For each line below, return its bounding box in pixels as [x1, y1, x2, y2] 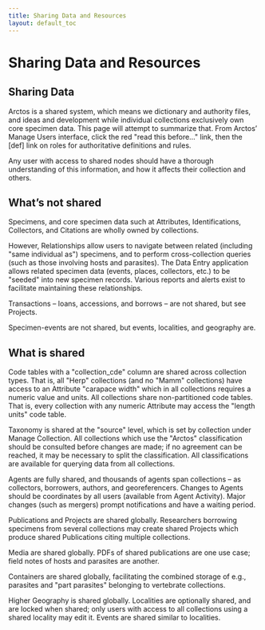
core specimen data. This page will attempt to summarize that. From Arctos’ [8, 123, 258, 133]
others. [8, 172, 32, 182]
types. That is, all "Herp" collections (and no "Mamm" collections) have [8, 376, 243, 386]
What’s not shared [8, 196, 102, 209]
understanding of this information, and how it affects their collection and [8, 164, 246, 174]
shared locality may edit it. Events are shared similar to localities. [8, 612, 221, 623]
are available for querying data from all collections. [8, 459, 176, 469]
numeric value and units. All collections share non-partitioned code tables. [8, 393, 253, 402]
